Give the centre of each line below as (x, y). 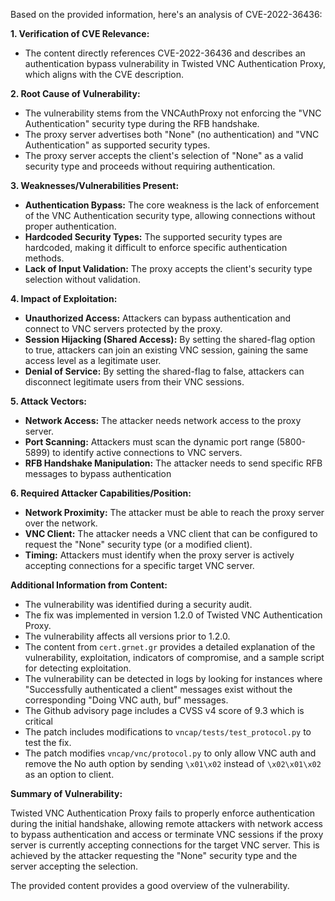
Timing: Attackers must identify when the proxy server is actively (159, 555)
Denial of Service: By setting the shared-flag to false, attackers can (164, 371)
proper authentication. (70, 226)
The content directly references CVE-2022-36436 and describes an (165, 53)
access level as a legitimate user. (93, 360)
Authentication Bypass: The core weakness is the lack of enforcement (172, 205)
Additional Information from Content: (89, 585)
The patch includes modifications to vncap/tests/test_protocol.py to (168, 732)
